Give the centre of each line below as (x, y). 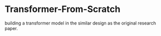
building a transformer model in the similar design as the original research (80, 23)
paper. (11, 28)
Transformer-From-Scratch (63, 9)
